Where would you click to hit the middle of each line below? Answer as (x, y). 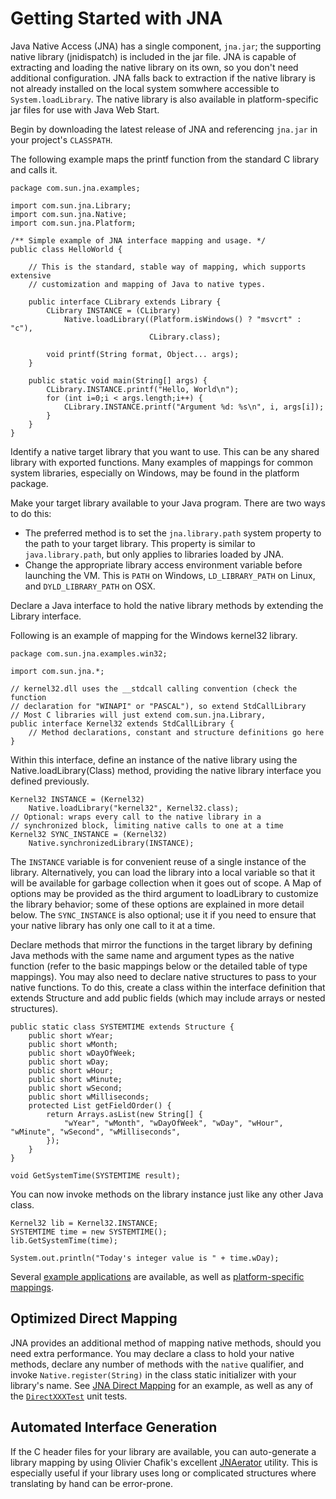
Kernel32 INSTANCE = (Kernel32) (77, 799)
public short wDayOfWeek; (82, 1053)
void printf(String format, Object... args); (143, 354)
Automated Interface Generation (114, 1427)
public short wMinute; (75, 1079)
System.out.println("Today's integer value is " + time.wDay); (145, 1258)
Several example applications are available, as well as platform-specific (157, 1276)
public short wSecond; (75, 1088)
